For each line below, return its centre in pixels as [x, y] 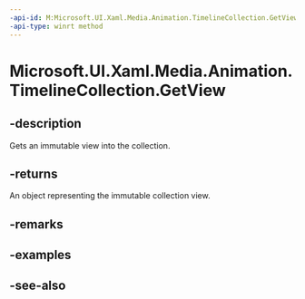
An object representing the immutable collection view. [110, 196]
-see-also [38, 286]
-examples [40, 255]
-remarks [36, 224]
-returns [34, 174]
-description [45, 124]
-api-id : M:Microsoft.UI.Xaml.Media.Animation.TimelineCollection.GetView [154, 18]
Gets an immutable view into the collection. [90, 145]
